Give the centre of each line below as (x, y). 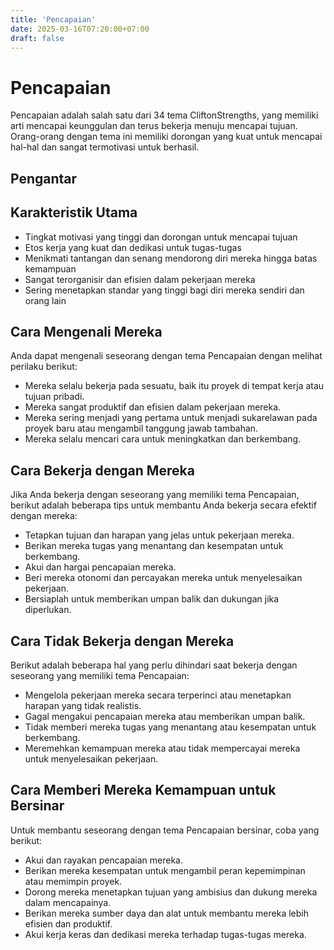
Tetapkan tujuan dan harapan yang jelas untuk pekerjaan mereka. (159, 535)
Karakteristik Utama (74, 212)
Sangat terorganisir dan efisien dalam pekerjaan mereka (140, 279)
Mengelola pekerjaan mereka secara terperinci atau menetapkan (158, 695)
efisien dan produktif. (68, 923)
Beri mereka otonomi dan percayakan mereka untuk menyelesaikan (163, 578)
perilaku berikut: (44, 367)
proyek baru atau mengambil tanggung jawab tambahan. (141, 428)
